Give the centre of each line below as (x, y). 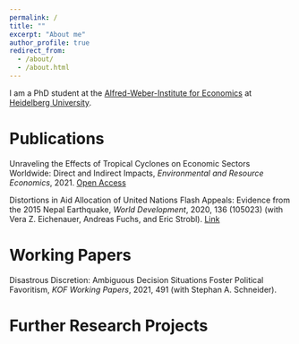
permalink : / (34, 17)
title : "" (28, 26)
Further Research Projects (109, 326)
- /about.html (43, 68)
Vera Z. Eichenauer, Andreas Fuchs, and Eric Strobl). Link (115, 219)
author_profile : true (50, 43)
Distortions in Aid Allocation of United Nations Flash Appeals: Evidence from (150, 200)
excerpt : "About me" (48, 34)
